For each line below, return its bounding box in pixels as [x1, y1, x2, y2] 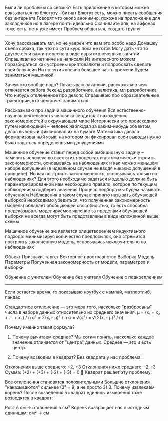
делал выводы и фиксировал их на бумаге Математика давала [5, 129, 140, 134]
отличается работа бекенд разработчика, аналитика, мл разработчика [5, 87, 157, 93]
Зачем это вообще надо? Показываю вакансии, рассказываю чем [5, 82, 147, 87]
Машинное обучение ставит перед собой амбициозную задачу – [5, 149, 144, 155]
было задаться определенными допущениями [5, 139, 104, 145]
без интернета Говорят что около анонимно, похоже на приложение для [5, 15, 160, 21]
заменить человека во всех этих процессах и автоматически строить [5, 155, 155, 160]
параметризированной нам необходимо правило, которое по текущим [5, 181, 157, 187]
